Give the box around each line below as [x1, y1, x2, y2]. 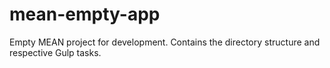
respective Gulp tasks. [9, 46, 102, 58]
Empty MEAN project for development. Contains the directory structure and [9, 36, 321, 48]
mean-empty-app [9, 3, 161, 26]
